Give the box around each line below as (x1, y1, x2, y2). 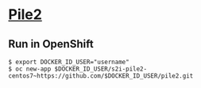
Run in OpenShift (8, 37, 94, 51)
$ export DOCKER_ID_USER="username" (8, 58, 129, 66)
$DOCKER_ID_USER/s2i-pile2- (54, 65, 148, 73)
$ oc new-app (8, 65, 52, 73)
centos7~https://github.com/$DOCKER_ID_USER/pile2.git (8, 72, 194, 80)
